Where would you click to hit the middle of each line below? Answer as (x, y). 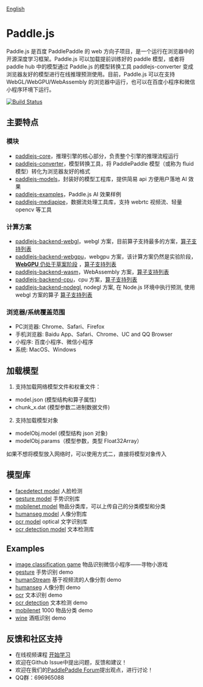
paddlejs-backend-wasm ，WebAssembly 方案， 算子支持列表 (92, 272)
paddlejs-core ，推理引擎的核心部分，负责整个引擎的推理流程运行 (97, 156)
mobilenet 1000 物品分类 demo (54, 610)
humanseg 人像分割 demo (48, 587)
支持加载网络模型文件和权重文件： (58, 387)
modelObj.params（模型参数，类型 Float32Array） (79, 441)
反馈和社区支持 (34, 639)
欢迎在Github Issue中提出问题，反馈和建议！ (71, 663)
